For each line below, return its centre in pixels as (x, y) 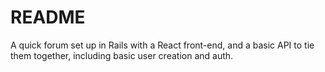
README (48, 17)
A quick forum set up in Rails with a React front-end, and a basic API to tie (162, 45)
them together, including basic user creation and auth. (122, 55)
